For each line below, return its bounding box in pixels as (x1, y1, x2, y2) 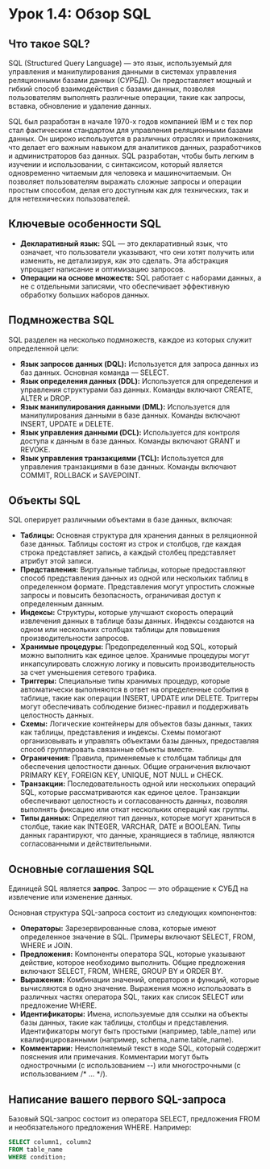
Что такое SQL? (8, 37, 90, 51)
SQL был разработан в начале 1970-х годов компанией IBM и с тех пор (8, 117, 253, 126)
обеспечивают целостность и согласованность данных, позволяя (19, 796, 248, 806)
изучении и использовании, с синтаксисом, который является (8, 160, 223, 169)
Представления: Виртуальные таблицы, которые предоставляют (19, 565, 246, 575)
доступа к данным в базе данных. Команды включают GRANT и (19, 436, 240, 446)
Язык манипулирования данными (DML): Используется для (19, 401, 231, 411)
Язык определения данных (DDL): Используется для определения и (19, 376, 259, 385)
